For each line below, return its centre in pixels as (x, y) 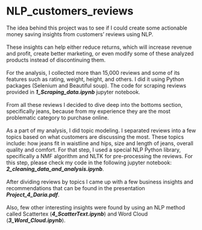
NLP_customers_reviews (70, 11)
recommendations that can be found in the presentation (76, 188)
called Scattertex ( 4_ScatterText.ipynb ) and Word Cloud (77, 214)
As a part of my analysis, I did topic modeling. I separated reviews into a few (101, 130)
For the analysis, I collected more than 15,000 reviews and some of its (93, 72)
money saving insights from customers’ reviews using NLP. (80, 34)
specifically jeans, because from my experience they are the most (88, 111)
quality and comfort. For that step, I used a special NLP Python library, (94, 150)
